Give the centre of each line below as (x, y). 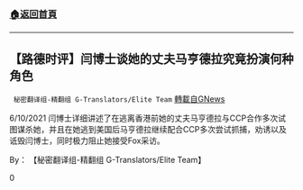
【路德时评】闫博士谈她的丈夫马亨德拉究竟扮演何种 (151, 59)
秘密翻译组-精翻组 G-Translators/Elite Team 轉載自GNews (119, 99)
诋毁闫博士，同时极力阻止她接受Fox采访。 (87, 140)
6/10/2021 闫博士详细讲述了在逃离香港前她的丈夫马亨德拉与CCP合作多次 (144, 118)
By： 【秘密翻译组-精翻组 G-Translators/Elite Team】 (108, 160)
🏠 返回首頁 (33, 14)
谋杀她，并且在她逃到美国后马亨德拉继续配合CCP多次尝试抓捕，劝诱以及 (151, 130)
